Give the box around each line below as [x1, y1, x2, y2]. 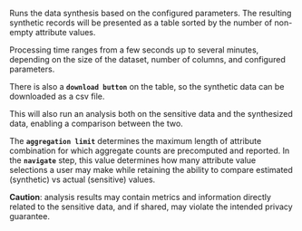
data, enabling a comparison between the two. [9, 118, 183, 129]
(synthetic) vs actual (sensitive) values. [9, 174, 156, 185]
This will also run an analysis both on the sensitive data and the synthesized [9, 109, 293, 119]
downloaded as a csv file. [9, 91, 105, 101]
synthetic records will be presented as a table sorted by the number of [9, 17, 273, 28]
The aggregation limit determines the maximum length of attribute [9, 136, 262, 146]
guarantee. [9, 211, 50, 221]
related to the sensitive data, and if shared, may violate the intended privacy [9, 201, 293, 212]
